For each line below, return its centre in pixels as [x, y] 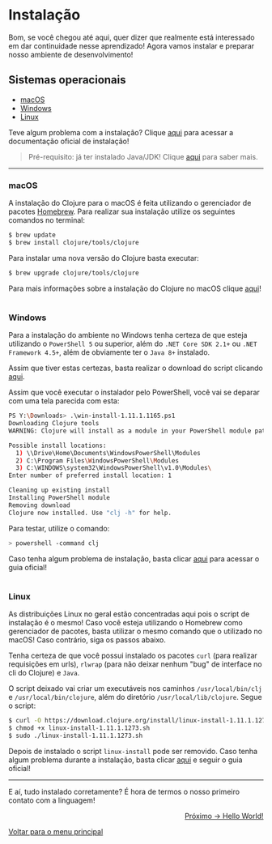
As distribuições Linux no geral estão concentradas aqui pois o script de [129, 614]
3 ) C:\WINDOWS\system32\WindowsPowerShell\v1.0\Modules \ [114, 468]
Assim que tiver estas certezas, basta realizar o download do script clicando [136, 368]
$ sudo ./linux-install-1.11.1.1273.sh [76, 735]
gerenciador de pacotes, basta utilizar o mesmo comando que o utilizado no [136, 631]
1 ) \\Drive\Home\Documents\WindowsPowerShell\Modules [108, 453]
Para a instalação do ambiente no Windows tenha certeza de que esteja [128, 335]
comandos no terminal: [47, 220]
